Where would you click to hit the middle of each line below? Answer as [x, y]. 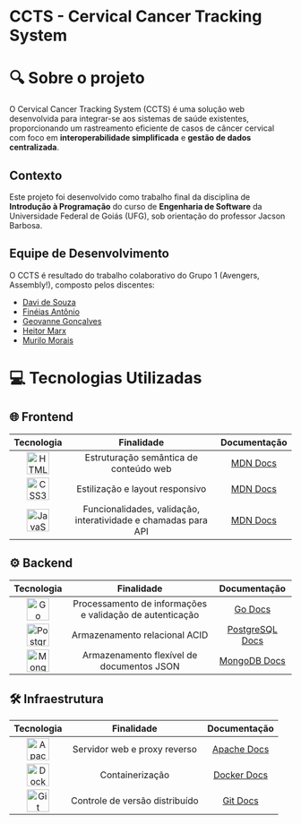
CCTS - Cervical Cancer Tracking [136, 17]
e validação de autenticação [140, 614]
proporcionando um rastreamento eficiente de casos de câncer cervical [142, 128]
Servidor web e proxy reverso [134, 750]
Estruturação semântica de [142, 457]
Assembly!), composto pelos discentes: [82, 285]
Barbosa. [26, 225]
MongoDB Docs [253, 660]
